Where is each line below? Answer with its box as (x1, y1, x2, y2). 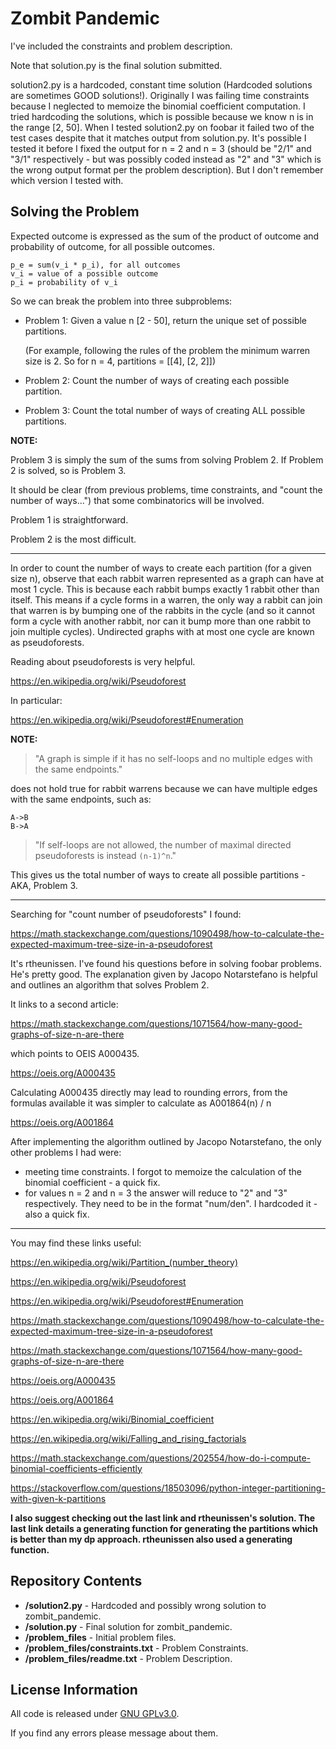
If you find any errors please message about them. (10, 1727, 219, 1739)
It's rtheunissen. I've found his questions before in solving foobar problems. (10, 957, 323, 969)
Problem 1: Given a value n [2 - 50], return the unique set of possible (24, 314, 308, 326)
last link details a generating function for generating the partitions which (10, 1522, 318, 1534)
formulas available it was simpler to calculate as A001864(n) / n (10, 1097, 272, 1109)
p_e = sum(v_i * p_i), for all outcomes (10, 260, 182, 270)
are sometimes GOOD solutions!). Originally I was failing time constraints (10, 89, 310, 101)
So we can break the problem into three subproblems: (10, 295, 233, 307)
